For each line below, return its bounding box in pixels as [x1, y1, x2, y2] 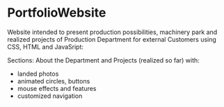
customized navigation [17, 92, 83, 100]
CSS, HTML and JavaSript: [7, 42, 84, 51]
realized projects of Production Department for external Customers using [7, 35, 217, 43]
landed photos [17, 69, 59, 78]
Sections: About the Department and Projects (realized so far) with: [7, 56, 200, 64]
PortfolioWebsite [7, 5, 106, 21]
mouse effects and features [17, 84, 97, 92]
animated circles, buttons [17, 76, 90, 85]
